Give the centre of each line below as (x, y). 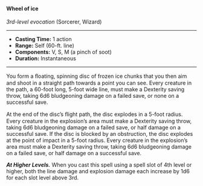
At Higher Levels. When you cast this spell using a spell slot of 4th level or (99, 165)
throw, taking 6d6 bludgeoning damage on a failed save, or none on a (93, 96)
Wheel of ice (22, 8)
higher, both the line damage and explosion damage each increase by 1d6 (98, 172)
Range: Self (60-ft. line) (44, 46)
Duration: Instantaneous (46, 59)
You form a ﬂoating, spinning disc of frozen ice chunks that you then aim (97, 76)
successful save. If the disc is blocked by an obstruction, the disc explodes (100, 134)
